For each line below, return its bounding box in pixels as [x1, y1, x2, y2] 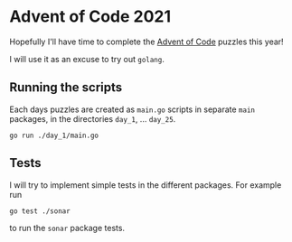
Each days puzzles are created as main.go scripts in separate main [9, 104, 256, 115]
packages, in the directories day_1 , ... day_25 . [9, 113, 176, 124]
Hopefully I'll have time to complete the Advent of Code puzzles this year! [9, 36, 284, 47]
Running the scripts [9, 79, 123, 96]
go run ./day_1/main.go [9, 131, 99, 140]
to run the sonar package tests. [9, 222, 125, 233]
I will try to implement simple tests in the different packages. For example [9, 179, 282, 191]
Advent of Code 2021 [9, 6, 172, 27]
